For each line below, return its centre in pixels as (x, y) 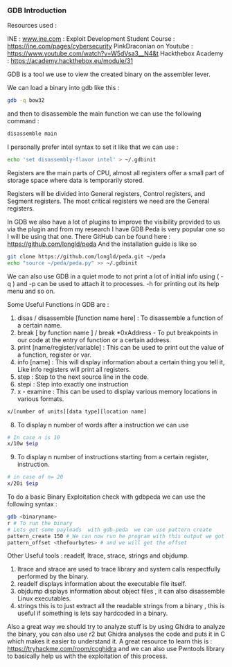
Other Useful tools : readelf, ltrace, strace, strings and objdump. (98, 555)
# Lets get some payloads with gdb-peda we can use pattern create (110, 530)
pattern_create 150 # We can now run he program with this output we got (116, 536)
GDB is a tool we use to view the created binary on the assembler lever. (109, 74)
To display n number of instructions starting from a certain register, (113, 457)
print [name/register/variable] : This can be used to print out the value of (121, 347)
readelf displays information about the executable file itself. (102, 584)
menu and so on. (31, 291)
